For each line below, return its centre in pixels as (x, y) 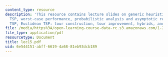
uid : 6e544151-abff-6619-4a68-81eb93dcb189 (51, 47)
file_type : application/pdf (34, 33)
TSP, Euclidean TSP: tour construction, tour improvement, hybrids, (82, 24)
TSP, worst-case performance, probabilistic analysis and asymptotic (83, 19)
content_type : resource (30, 10)
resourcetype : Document (30, 38)
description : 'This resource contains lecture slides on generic (74, 14)
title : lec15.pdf (23, 42)
